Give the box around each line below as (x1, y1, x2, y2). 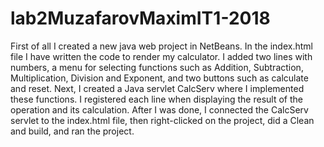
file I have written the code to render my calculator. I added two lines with (10, 50, 313, 62)
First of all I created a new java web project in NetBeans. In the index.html (10, 40, 313, 52)
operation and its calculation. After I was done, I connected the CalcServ (10, 103, 309, 116)
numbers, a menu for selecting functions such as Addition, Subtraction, (10, 61, 304, 73)
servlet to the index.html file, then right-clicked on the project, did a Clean (10, 114, 315, 126)
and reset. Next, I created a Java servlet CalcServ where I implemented (10, 82, 305, 94)
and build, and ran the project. (10, 125, 135, 137)
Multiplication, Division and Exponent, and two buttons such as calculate (10, 72, 309, 84)
